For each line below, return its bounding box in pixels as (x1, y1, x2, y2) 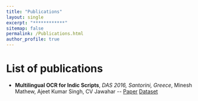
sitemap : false (6, 25, 44, 31)
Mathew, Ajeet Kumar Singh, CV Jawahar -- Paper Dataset (14, 87, 158, 95)
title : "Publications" (6, 8, 62, 15)
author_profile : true (6, 36, 60, 42)
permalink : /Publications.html (6, 31, 84, 37)
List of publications (6, 62, 103, 75)
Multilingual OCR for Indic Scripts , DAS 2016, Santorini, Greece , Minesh (14, 81, 192, 89)
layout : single (6, 14, 44, 20)
